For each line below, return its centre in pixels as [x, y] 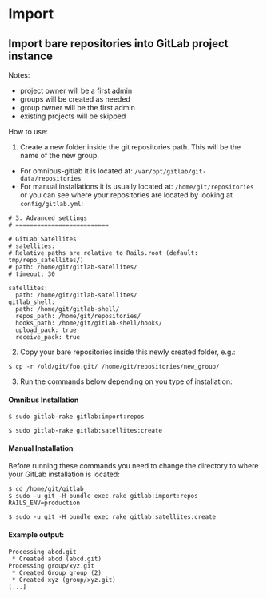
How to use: [28, 132]
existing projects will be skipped [73, 116]
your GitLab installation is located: [64, 474]
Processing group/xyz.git [51, 566]
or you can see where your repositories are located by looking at [126, 195]
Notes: [19, 75]
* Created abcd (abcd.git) [57, 559]
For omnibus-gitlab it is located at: [76, 171]
